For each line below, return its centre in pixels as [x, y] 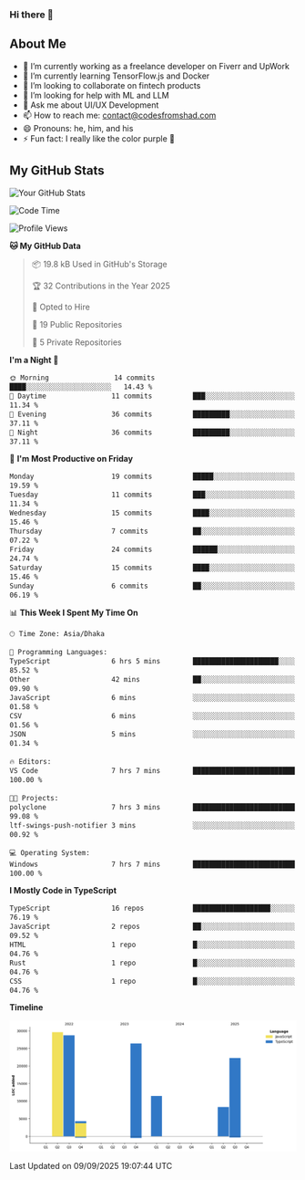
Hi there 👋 [32, 15]
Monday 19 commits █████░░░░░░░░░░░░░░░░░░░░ [152, 476]
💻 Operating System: [50, 852]
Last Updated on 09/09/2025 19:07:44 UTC [91, 1166]
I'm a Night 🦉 [34, 360]
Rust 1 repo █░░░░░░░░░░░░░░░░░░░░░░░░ [152, 963]
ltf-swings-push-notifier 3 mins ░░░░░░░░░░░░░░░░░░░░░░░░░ [152, 825]
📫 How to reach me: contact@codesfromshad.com [119, 115]
